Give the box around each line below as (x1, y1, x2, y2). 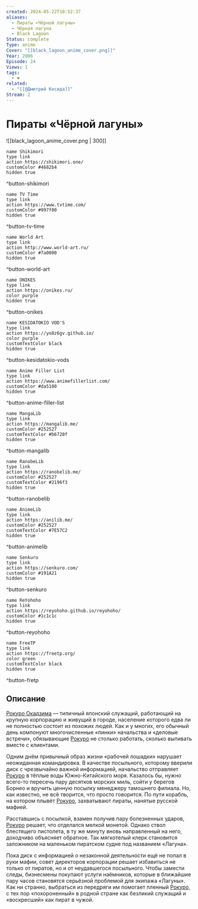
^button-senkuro (6, 586, 47, 593)
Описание (6, 694, 46, 704)
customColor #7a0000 (6, 249, 58, 256)
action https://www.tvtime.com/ (6, 202, 86, 208)
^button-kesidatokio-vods (6, 356, 70, 363)
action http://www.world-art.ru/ (6, 245, 89, 251)
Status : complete (6, 36, 49, 42)
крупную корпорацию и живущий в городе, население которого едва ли (6, 716, 191, 723)
